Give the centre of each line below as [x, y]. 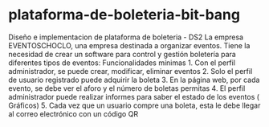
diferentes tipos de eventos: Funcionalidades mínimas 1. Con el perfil [122, 63]
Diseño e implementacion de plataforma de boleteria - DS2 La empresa [126, 37]
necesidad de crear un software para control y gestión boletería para [122, 54]
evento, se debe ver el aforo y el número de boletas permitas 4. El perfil [127, 88]
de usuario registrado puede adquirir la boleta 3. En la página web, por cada [134, 80]
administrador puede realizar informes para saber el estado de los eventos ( [134, 96]
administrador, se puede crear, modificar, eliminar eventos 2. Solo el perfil [130, 71]
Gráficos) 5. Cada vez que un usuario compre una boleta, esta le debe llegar [134, 105]
